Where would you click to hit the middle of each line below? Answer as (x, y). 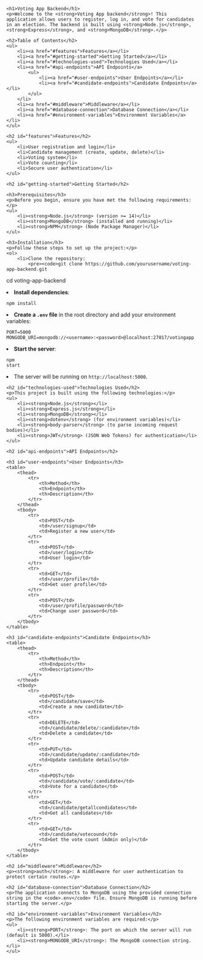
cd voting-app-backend (36, 280)
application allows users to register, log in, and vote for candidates (100, 19)
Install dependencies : (42, 292)
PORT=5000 (19, 332)
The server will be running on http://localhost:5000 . (81, 376)
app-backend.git (27, 269)
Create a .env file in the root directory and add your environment (95, 315)
